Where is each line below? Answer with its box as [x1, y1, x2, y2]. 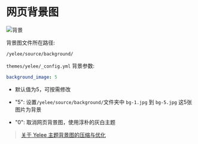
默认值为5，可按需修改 [14, 85, 71, 93]
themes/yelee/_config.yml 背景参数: [6, 62, 95, 69]
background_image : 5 [6, 74, 58, 80]
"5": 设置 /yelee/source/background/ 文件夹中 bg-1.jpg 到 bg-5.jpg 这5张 [14, 98, 193, 105]
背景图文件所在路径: [6, 39, 56, 46]
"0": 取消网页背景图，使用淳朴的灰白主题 [14, 118, 115, 125]
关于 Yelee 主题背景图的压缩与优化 [20, 131, 106, 138]
